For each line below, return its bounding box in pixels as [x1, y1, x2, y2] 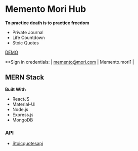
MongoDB [12, 117, 33, 123]
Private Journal [12, 29, 44, 35]
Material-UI [12, 101, 36, 107]
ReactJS [12, 96, 30, 102]
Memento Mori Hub [5, 3, 87, 15]
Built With [5, 86, 26, 92]
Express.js [12, 112, 34, 117]
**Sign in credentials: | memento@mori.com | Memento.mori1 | [5, 59, 135, 65]
